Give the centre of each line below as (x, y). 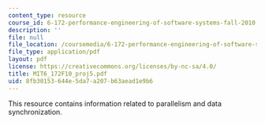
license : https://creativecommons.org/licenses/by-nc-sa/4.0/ (112, 67)
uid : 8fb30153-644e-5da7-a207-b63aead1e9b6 (81, 81)
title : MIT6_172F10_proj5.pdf (58, 74)
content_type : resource (47, 15)
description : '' (35, 30)
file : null (26, 37)
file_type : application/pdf (54, 52)
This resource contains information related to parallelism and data (115, 104)
